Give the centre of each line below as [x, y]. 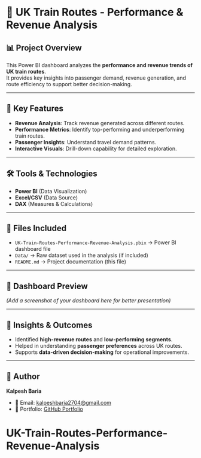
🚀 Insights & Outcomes [49, 325]
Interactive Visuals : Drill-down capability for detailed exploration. [96, 148]
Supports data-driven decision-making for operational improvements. [102, 352]
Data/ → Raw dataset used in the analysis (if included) [81, 255]
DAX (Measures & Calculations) [54, 204]
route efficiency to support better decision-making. [69, 84]
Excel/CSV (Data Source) [46, 198]
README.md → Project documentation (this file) [71, 262]
